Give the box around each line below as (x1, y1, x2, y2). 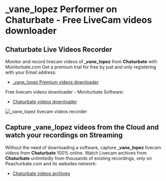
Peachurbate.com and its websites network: (5, 160, 97, 166)
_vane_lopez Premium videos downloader (12, 79, 99, 85)
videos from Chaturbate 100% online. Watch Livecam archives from (5, 150, 147, 156)
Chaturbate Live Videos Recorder (5, 45, 113, 54)
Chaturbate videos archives (12, 170, 71, 176)
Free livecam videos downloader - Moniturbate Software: (5, 89, 124, 95)
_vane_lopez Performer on (5, 4, 118, 15)
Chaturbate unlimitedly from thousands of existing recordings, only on (5, 155, 152, 161)
